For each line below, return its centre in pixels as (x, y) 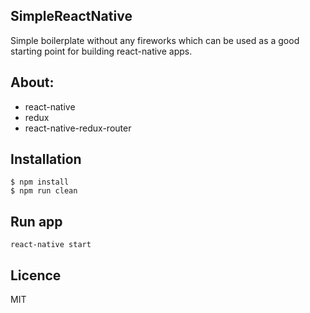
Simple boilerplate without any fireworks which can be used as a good (155, 40)
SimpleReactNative (71, 16)
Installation (46, 159)
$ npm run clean (44, 191)
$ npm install (40, 182)
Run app (36, 221)
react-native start (51, 245)
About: (32, 82)
